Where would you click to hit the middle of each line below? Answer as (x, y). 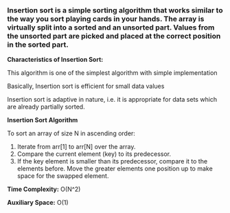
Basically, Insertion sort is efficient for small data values (86, 86)
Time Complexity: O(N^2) (44, 189)
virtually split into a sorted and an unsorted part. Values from (111, 27)
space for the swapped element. (63, 176)
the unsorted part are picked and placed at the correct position (114, 36)
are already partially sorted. (46, 107)
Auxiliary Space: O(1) (38, 203)
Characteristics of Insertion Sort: (55, 60)
